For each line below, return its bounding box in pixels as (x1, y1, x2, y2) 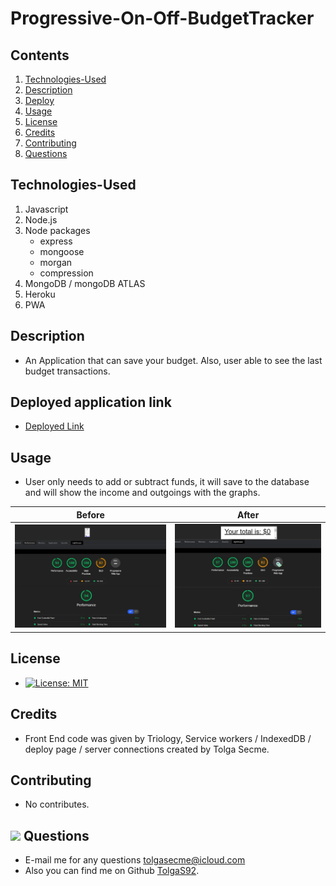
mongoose (39, 245, 85, 257)
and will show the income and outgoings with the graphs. (24, 487, 261, 499)
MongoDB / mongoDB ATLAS (24, 277, 146, 289)
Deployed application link (10, 394, 172, 411)
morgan (39, 256, 73, 268)
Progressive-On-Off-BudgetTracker (10, 7, 315, 30)
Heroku (24, 288, 56, 300)
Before (76, 508, 105, 521)
